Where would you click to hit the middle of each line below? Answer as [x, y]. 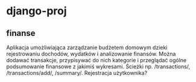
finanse [21, 33]
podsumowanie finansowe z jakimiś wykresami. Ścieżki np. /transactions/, [98, 66]
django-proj [37, 11]
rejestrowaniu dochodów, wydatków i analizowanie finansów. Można [91, 54]
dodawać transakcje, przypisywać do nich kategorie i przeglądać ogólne [96, 60]
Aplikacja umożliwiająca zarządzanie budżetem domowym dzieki [87, 47]
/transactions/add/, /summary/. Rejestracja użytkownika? [77, 73]
